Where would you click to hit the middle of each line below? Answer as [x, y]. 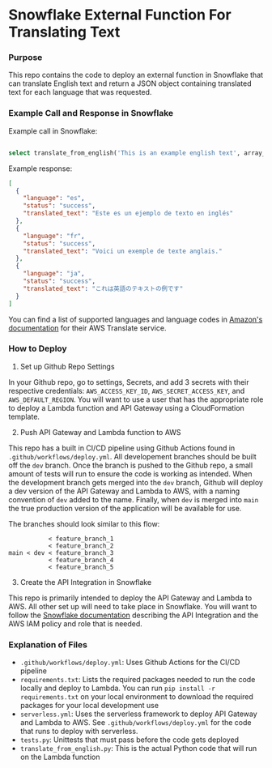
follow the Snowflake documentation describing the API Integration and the [134, 615]
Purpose [25, 58]
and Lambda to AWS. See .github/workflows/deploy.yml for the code [136, 723]
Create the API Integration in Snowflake [86, 582]
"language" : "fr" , [54, 236]
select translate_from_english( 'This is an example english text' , [125, 153]
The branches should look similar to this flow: [84, 523]
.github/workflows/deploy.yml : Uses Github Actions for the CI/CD [130, 663]
